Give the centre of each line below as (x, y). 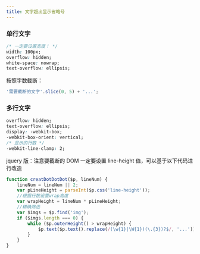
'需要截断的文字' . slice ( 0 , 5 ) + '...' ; (53, 92)
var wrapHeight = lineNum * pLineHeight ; (69, 202)
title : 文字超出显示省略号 (36, 12)
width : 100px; (24, 52)
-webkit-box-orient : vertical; (45, 137)
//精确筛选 (29, 207)
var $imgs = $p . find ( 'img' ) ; (53, 212)
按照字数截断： (24, 80)
